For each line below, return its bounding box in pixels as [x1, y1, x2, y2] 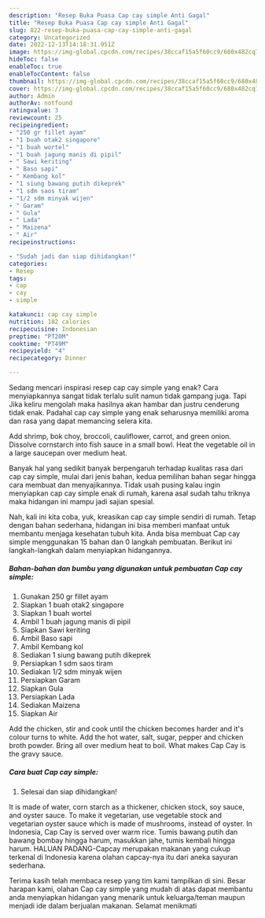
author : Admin [9, 92, 56, 100]
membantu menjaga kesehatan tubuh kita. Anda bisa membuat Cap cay [9, 529, 241, 538]
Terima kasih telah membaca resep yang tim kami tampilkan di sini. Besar [9, 876, 246, 885]
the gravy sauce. [9, 749, 64, 758]
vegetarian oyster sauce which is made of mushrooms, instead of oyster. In [9, 819, 252, 828]
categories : [9, 260, 48, 267]
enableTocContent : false [9, 70, 90, 78]
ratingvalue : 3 [9, 107, 59, 115]
